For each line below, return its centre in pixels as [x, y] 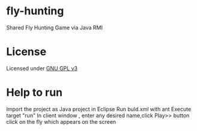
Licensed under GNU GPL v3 [42, 68]
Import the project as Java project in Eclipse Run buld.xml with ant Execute [99, 109]
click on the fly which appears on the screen [61, 121]
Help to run [35, 92]
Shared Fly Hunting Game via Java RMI [55, 28]
